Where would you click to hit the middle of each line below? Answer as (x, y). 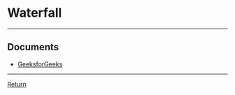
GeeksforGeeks (40, 64)
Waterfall (35, 13)
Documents (33, 47)
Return (17, 84)
